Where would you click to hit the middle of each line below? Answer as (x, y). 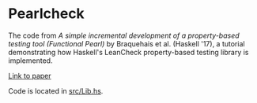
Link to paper (30, 75)
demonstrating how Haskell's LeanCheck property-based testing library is (128, 52)
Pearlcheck (46, 14)
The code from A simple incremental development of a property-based (124, 35)
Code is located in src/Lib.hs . (56, 90)
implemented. (30, 61)
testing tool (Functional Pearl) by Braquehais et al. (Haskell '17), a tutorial (127, 43)
